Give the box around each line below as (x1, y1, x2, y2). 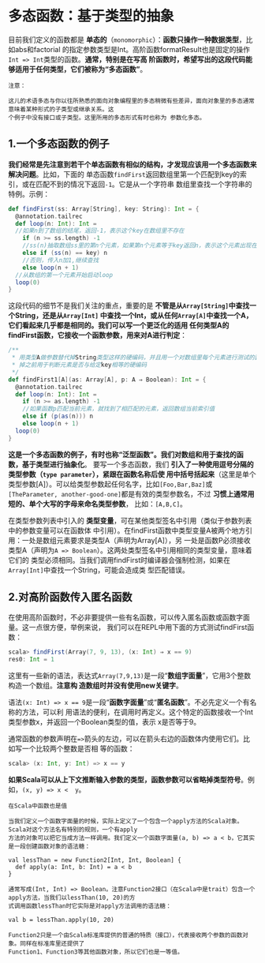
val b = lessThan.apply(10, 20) (8, 916, 114, 924)
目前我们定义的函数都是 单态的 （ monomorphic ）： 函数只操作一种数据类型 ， (8, 35, 246, 44)
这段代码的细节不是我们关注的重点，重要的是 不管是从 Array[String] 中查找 (8, 301, 250, 310)
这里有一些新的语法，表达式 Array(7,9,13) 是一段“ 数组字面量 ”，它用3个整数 (8, 671, 252, 680)
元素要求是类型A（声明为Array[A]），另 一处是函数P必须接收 (56, 535, 251, 545)
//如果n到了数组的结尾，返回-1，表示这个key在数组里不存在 (15, 227, 185, 235)
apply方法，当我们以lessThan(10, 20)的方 (8, 894, 136, 902)
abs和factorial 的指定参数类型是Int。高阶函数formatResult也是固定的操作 (14, 44, 251, 54)
